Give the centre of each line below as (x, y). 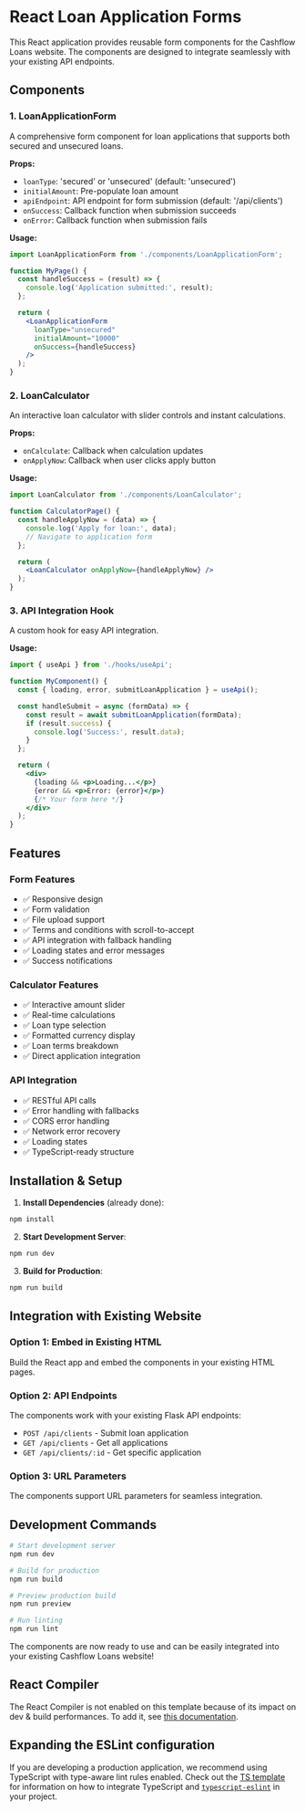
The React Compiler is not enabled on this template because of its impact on (153, 1706)
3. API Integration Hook (62, 611)
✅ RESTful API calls (60, 1100)
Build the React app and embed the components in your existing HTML (142, 1362)
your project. (33, 1796)
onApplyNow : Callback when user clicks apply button (119, 461)
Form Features (42, 879)
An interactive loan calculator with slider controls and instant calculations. (148, 415)
